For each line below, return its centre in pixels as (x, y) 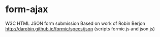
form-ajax (27, 9)
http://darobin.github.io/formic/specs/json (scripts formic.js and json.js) (80, 28)
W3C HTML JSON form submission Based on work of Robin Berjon (75, 23)
